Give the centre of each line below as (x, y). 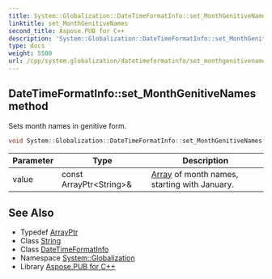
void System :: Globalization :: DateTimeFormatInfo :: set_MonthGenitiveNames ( (137, 141)
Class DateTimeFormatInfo (64, 249)
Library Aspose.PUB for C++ (68, 267)
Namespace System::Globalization (77, 258)
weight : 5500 (30, 53)
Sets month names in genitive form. (68, 125)
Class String (40, 241)
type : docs (27, 46)
